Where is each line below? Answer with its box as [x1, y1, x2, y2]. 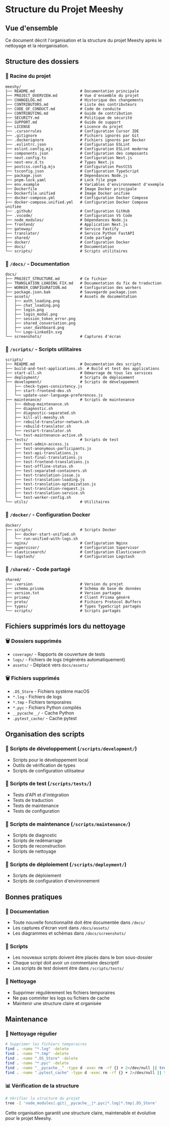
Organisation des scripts [5, 730, 85, 738]
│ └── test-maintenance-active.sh [5, 433, 82, 438]
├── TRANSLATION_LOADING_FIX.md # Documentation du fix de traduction [5, 280, 162, 285]
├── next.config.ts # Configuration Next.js [5, 155, 133, 160]
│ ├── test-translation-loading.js [5, 477, 85, 482]
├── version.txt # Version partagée [5, 590, 121, 595]
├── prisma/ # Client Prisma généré [5, 595, 130, 600]
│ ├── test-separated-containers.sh [5, 468, 87, 473]
